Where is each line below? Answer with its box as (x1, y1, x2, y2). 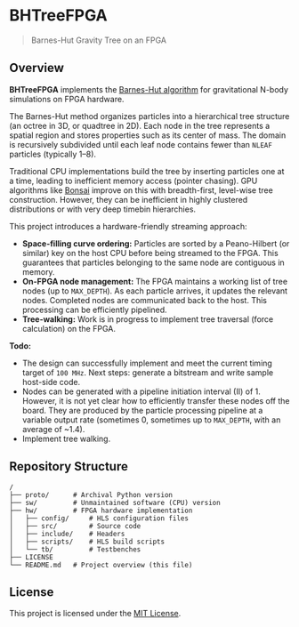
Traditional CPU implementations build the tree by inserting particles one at (9, 165, 285, 176)
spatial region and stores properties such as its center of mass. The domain (9, 130, 287, 141)
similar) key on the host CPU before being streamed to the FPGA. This (21, 247, 279, 258)
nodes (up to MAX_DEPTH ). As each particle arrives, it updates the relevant (21, 285, 287, 296)
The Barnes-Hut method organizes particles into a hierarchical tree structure (9, 110, 290, 121)
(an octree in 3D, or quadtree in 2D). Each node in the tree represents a (9, 120, 271, 131)
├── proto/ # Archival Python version (9, 490, 174, 499)
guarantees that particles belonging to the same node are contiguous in (21, 257, 285, 268)
